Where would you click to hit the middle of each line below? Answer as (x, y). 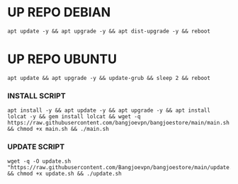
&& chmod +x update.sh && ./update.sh (64, 174)
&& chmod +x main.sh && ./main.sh (58, 129)
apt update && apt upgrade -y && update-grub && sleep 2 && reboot (109, 78)
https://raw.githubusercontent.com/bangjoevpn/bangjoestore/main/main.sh (119, 123)
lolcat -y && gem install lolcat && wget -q (74, 117)
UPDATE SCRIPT (36, 147)
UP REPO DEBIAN (59, 12)
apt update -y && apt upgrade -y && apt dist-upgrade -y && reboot (109, 31)
